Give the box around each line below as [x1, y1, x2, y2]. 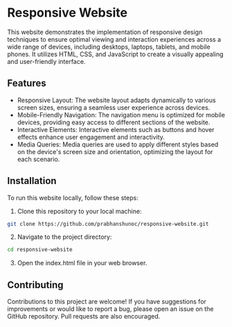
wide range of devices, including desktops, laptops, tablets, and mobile [7, 42, 211, 51]
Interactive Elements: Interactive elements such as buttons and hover [17, 125, 215, 133]
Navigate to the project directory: [17, 233, 112, 241]
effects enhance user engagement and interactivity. [17, 133, 165, 141]
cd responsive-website [7, 246, 73, 253]
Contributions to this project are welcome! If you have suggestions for [7, 297, 206, 306]
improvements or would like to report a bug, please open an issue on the [7, 305, 214, 313]
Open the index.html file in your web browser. [17, 259, 148, 267]
